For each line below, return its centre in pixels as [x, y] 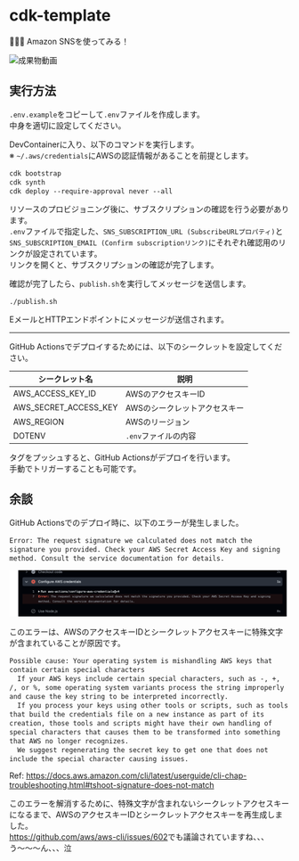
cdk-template [60, 16]
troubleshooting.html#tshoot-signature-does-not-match [112, 784]
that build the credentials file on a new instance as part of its [137, 714]
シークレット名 [65, 379]
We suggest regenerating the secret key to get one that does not [143, 750]
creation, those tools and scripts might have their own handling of [141, 723]
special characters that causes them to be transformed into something [145, 732]
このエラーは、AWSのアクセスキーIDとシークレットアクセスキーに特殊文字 [146, 631]
